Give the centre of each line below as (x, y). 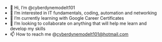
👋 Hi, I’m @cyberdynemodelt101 (42, 8)
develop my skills (28, 29)
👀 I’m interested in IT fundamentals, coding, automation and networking (83, 13)
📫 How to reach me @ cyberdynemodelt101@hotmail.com (69, 34)
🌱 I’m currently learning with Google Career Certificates (67, 18)
